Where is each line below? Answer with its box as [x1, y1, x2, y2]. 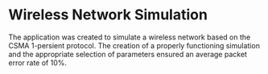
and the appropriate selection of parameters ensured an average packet [8, 49, 248, 59]
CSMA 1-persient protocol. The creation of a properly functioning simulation [8, 40, 260, 50]
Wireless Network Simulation [8, 6, 208, 24]
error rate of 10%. [8, 58, 67, 68]
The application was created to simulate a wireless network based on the [8, 32, 251, 42]
